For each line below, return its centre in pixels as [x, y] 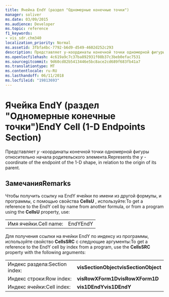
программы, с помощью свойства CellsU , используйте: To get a [74, 201]
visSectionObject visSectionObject [119, 267]
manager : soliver [23, 15]
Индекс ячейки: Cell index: [39, 287]
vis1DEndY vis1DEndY [104, 287]
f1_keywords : [19, 33]
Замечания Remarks [38, 184]
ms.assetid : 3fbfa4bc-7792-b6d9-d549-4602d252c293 [59, 47]
